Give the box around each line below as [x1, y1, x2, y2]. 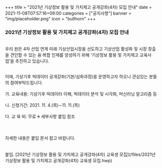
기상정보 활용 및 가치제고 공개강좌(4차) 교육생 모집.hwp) [5, 158, 112, 164]
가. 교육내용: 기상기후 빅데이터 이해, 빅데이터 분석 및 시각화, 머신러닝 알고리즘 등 [5, 91, 157, 97]
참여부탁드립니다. [10, 80, 43, 86]
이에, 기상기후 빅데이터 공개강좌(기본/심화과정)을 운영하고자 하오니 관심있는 [5, 74, 148, 79]
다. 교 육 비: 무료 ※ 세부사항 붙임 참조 [5, 113, 75, 119]
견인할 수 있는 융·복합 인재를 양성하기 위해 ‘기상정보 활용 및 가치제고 [10, 52, 139, 58]
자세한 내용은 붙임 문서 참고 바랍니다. [5, 135, 76, 141]
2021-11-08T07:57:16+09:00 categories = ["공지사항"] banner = [5, 10, 132, 16]
